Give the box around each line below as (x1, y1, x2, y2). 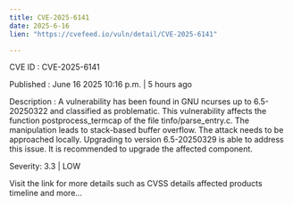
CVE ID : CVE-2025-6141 (9, 61, 100, 72)
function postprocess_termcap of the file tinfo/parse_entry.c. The (9, 115, 250, 126)
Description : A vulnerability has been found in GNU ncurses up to (9, 96, 252, 107)
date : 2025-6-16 (9, 21, 70, 30)
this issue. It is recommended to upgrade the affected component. (9, 143, 253, 154)
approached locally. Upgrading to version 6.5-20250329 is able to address (9, 135, 284, 145)
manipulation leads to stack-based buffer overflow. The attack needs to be (9, 125, 284, 135)
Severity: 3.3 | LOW (9, 161, 81, 172)
